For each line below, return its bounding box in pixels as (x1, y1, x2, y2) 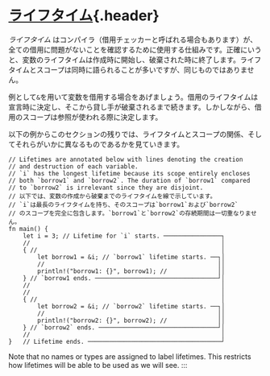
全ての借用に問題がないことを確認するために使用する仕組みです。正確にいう (8, 44, 262, 54)
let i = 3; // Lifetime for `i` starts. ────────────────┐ (23, 232, 226, 240)
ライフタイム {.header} (8, 6, 160, 25)
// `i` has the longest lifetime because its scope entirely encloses (8, 169, 251, 177)
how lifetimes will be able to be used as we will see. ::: (8, 360, 188, 370)
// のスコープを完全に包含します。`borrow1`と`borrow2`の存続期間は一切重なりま (8, 209, 251, 217)
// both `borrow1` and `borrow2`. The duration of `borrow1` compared (8, 176, 251, 184)
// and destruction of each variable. (8, 162, 139, 171)
